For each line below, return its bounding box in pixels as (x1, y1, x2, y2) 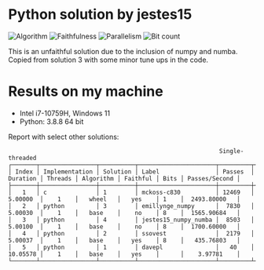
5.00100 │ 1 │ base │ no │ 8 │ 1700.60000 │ (8, 222, 241, 231)
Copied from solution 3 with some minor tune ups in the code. (8, 55, 209, 64)
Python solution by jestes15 (8, 5, 192, 24)
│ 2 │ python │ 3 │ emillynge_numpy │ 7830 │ (8, 202, 255, 210)
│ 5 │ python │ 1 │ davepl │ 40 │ (8, 243, 255, 251)
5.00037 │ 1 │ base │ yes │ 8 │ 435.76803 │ (8, 236, 241, 244)
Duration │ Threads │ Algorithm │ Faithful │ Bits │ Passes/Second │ (8, 174, 241, 182)
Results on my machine (8, 82, 163, 100)
